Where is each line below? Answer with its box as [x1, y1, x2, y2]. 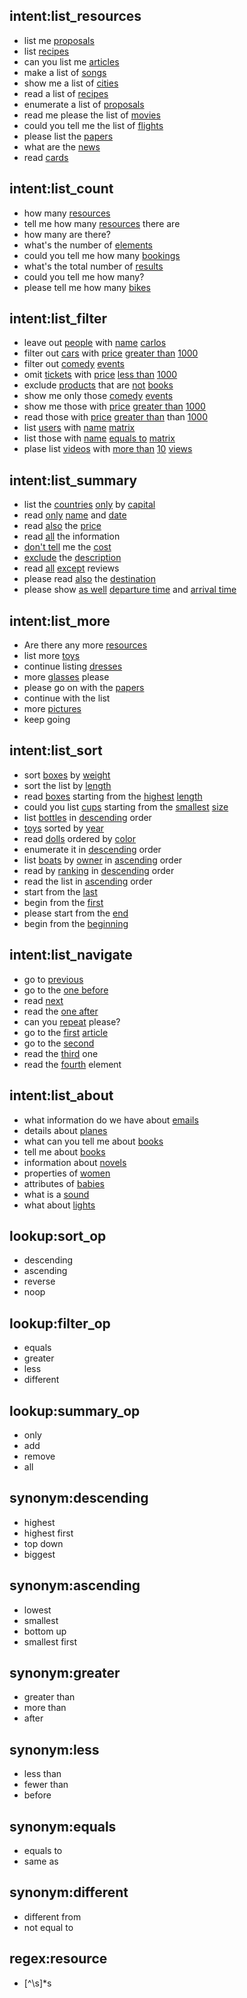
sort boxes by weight [23, 769, 111, 781]
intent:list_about [9, 1087, 114, 1104]
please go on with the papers [23, 682, 145, 694]
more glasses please [23, 671, 110, 683]
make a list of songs [23, 66, 107, 78]
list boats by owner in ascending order [23, 854, 183, 866]
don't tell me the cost [23, 541, 112, 553]
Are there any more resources [23, 639, 148, 651]
